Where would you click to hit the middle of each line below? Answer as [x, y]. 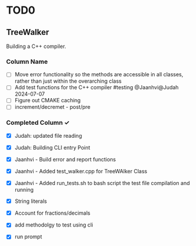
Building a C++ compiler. [36, 46]
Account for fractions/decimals [52, 213]
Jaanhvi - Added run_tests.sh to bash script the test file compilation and [102, 183]
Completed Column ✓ [38, 123]
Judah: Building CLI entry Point [52, 147]
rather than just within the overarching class [68, 81]
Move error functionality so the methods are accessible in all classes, [99, 75]
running [24, 190]
